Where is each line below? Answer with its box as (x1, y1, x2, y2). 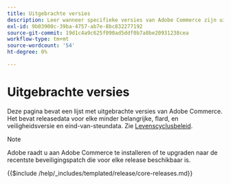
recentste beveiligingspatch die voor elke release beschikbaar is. (7, 156, 191, 164)
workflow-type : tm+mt (7, 36, 69, 43)
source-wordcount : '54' (7, 42, 76, 49)
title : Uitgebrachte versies (7, 10, 91, 17)
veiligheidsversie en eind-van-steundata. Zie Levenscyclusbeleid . (7, 121, 193, 130)
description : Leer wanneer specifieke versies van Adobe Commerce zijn (7, 17, 217, 23)
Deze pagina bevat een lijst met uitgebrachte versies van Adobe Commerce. (7, 107, 223, 115)
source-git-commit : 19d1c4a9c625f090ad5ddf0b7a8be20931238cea (7, 29, 189, 37)
